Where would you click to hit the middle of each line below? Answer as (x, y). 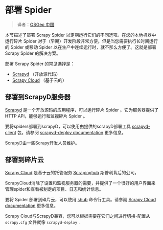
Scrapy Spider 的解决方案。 (33, 53)
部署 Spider (28, 10)
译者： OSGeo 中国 (36, 24)
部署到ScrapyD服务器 (38, 97)
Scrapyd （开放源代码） (36, 74)
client (11, 132)
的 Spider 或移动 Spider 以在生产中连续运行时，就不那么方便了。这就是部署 (81, 47)
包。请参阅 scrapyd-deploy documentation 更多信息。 (71, 132)
